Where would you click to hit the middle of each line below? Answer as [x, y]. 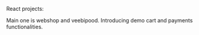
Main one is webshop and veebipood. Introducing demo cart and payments [99, 20]
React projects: [25, 9]
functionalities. [25, 27]
